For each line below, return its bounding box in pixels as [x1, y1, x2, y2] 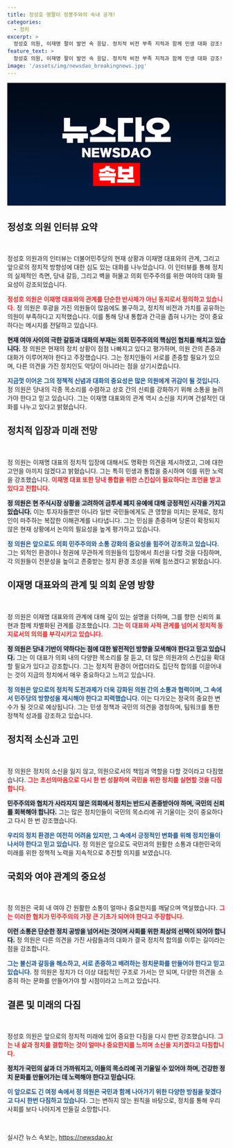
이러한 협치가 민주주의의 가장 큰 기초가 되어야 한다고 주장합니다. [14, 913, 185, 921]
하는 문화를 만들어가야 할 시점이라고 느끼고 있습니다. [19, 977, 161, 985]
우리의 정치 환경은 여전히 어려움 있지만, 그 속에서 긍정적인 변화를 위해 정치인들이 [7, 831, 221, 839]
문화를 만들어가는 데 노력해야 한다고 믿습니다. [14, 1073, 136, 1081]
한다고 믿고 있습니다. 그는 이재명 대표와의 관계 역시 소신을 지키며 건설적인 [19, 394, 218, 403]
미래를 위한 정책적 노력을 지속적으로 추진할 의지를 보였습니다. [7, 848, 172, 856]
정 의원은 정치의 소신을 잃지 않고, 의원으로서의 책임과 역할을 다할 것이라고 [7, 767, 205, 775]
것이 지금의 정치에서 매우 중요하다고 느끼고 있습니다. [14, 670, 155, 679]
